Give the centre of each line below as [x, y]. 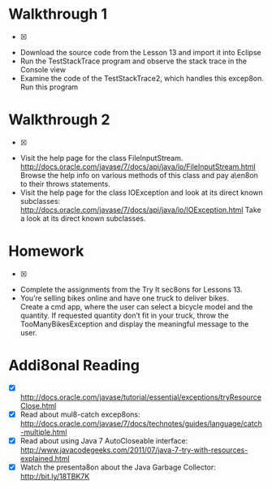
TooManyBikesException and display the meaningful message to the [134, 324]
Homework [46, 251]
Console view [43, 69]
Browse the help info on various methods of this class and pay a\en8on [139, 175]
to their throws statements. [65, 184]
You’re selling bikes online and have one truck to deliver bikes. [124, 298]
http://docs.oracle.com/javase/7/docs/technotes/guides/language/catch [141, 423]
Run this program [49, 87]
